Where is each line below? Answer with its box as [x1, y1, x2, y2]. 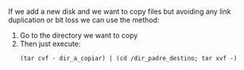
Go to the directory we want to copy [19, 31, 138, 40]
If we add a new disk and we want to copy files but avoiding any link [8, 7, 231, 16]
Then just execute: [19, 39, 81, 49]
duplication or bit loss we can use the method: [8, 15, 160, 25]
